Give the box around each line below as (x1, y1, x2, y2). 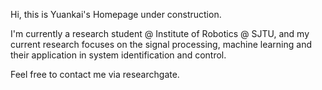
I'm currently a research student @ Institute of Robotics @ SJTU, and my (10, 28, 310, 39)
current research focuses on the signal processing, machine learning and (10, 39, 312, 50)
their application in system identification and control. (10, 49, 227, 61)
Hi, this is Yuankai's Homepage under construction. (10, 9, 222, 20)
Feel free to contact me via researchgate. (10, 69, 180, 80)
